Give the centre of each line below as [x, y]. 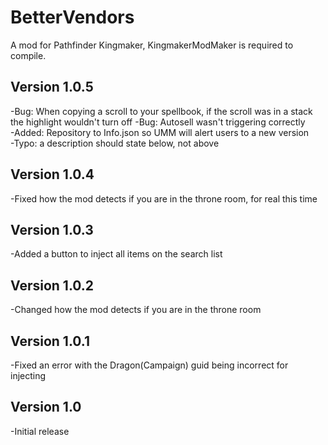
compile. [28, 55]
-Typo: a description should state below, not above [115, 143]
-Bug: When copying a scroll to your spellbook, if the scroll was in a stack [161, 111]
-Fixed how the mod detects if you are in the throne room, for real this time [164, 198]
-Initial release [40, 431]
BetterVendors [72, 17]
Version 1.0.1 [50, 341]
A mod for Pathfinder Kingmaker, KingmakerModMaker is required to [152, 45]
